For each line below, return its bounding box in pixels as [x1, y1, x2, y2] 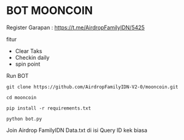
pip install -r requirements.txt [6, 105, 91, 111]
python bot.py [6, 116, 43, 122]
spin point [15, 60, 41, 68]
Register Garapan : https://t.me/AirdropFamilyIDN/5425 [6, 24, 145, 31]
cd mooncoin [6, 94, 37, 100]
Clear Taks [15, 47, 43, 55]
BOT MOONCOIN [6, 4, 93, 18]
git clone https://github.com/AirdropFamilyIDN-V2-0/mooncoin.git [6, 83, 179, 90]
